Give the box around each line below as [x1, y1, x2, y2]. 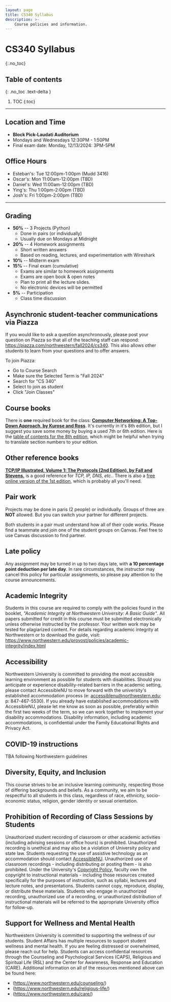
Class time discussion [20, 296, 66, 302]
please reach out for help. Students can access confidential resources [5, 949, 153, 955]
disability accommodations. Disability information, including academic [5, 714, 152, 720]
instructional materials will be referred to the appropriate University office [5, 899, 159, 905]
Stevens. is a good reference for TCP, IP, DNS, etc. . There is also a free [5, 473, 155, 479]
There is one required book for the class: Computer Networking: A [5, 418, 147, 424]
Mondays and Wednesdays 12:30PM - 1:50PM [12, 137, 109, 143]
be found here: [5, 970, 37, 977]
